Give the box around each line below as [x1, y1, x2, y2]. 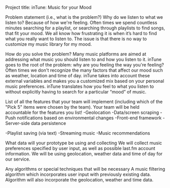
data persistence [30, 120, 66, 126]
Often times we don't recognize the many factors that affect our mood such [5, 67, 163, 73]
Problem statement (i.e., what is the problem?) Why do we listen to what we [5, 14, 163, 20]
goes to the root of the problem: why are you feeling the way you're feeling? [5, 62, 164, 68]
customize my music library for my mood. [5, 41, 92, 47]
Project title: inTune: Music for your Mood [5, 5, 92, 10]
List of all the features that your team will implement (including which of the [5, 99, 163, 105]
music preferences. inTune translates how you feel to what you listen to [5, 83, 154, 89]
